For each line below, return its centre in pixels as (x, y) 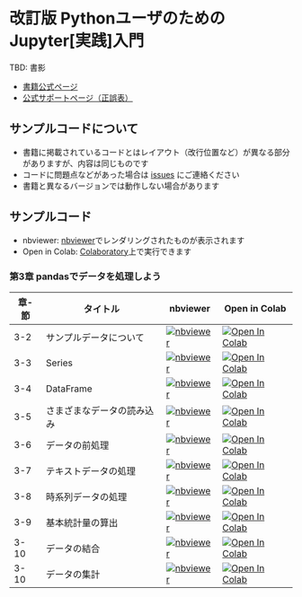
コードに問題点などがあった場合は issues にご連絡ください (131, 174)
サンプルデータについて (96, 338)
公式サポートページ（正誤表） (77, 97)
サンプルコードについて (74, 129)
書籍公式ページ (50, 86)
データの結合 (73, 549)
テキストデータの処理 (91, 470)
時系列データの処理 (87, 496)
